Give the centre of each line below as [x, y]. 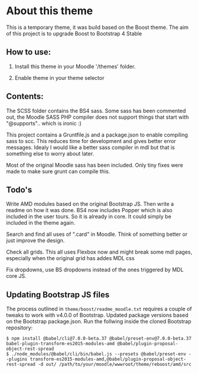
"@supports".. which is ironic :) [44, 123]
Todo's [19, 189]
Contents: [25, 97]
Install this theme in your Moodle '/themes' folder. [75, 66]
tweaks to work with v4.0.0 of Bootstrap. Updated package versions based [97, 315]
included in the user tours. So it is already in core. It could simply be [89, 216]
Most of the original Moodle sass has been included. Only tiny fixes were [95, 165]
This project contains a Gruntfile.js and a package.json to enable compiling [97, 135]
